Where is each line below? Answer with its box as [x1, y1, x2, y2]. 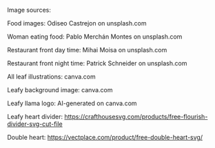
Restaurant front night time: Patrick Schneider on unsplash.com [7, 59, 187, 67]
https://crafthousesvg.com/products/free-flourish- [64, 113, 208, 120]
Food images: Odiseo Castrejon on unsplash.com [7, 19, 147, 27]
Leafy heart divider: [7, 113, 63, 120]
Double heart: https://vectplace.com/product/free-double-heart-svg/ [7, 134, 203, 141]
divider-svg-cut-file [7, 120, 63, 128]
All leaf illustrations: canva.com [7, 72, 96, 81]
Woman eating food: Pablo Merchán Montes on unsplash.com [7, 32, 183, 41]
